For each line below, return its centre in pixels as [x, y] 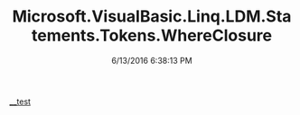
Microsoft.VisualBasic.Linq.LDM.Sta [152, 17]
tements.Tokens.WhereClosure [152, 35]
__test [20, 102]
